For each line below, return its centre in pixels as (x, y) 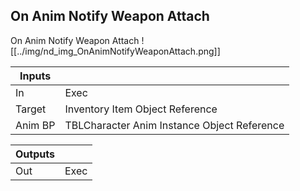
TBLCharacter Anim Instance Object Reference (174, 125)
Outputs (35, 154)
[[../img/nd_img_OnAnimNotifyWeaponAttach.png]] (115, 51)
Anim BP (35, 125)
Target (31, 109)
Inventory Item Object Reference (141, 109)
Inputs (35, 76)
